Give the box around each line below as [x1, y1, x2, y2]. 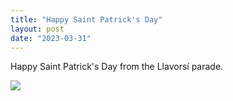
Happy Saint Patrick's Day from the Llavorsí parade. [10, 61, 224, 73]
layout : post [10, 24, 65, 34]
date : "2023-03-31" [10, 33, 92, 43]
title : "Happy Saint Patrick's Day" [10, 14, 163, 25]
